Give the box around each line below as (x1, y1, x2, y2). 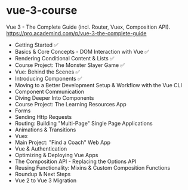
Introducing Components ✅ (14, 75, 82, 82)
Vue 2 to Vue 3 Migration (14, 177, 77, 184)
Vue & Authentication (14, 145, 67, 152)
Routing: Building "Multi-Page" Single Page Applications (14, 119, 153, 127)
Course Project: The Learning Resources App (14, 100, 127, 108)
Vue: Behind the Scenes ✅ (14, 68, 81, 75)
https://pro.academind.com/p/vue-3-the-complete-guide (6, 29, 147, 36)
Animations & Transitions (14, 126, 76, 133)
